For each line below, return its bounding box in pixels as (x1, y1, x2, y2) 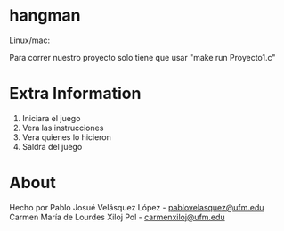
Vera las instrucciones (21, 122, 104, 133)
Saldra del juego (21, 141, 83, 152)
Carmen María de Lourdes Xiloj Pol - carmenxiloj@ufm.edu (9, 211, 225, 222)
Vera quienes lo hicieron (21, 131, 111, 143)
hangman (9, 5, 82, 26)
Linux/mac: (9, 35, 51, 45)
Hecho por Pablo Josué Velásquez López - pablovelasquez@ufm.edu (9, 202, 264, 212)
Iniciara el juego (21, 112, 81, 123)
